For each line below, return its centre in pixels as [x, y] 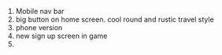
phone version [39, 27]
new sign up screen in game [61, 36]
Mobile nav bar [40, 11]
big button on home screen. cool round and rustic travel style [115, 19]
